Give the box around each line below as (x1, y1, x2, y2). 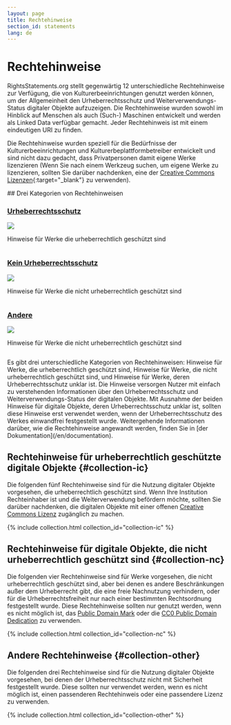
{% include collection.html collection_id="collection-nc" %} (7, 629, 177, 638)
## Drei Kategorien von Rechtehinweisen (7, 189, 123, 197)
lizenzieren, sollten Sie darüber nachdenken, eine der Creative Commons (7, 168, 215, 177)
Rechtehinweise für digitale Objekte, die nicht (7, 543, 208, 555)
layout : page (7, 10, 45, 17)
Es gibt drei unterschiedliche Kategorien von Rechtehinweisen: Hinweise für (7, 358, 223, 366)
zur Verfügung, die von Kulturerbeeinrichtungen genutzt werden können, (7, 89, 214, 97)
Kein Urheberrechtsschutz (7, 258, 99, 268)
